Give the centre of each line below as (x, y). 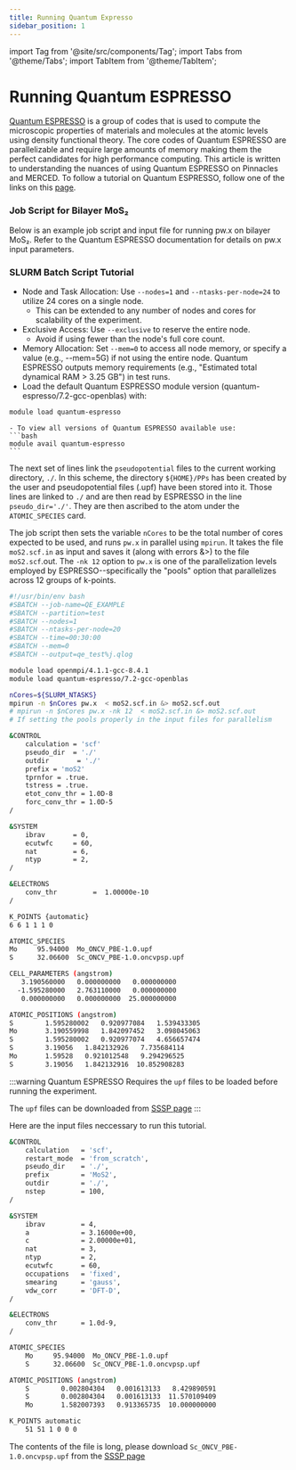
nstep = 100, (65, 1192)
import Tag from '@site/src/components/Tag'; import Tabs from (126, 51)
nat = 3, (61, 1249)
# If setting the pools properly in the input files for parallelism (141, 720)
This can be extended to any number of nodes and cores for (145, 311)
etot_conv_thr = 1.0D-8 (69, 794)
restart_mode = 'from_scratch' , (87, 1158)
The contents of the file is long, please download (99, 1446)
